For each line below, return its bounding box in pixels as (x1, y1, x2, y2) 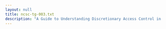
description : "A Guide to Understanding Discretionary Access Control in (5, 16, 162, 21)
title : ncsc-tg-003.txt (5, 12, 55, 17)
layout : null (5, 7, 32, 12)
